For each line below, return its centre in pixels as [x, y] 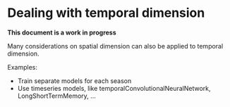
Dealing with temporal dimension [106, 13]
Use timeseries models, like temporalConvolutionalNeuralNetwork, [114, 88]
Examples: [22, 67]
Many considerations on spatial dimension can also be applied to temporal [115, 46]
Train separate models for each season [74, 81]
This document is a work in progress [62, 32]
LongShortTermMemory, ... [57, 96]
